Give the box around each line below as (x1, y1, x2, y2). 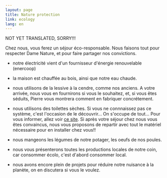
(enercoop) (12, 66, 36, 72)
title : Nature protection (5, 12, 60, 17)
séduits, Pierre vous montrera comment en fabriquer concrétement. (12, 96, 154, 102)
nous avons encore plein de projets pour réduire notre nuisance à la (12, 162, 154, 168)
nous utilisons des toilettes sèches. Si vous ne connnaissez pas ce (12, 105, 152, 111)
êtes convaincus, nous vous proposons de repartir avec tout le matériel (12, 122, 161, 128)
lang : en (5, 21, 24, 27)
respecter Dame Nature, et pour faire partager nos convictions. (5, 50, 137, 56)
